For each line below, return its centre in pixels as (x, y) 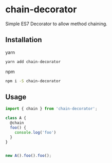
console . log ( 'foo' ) (35, 132)
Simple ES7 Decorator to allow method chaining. (57, 24)
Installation (24, 40)
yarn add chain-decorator (33, 62)
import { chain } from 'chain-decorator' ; (51, 109)
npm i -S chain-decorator (33, 81)
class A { (16, 118)
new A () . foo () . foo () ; (29, 156)
